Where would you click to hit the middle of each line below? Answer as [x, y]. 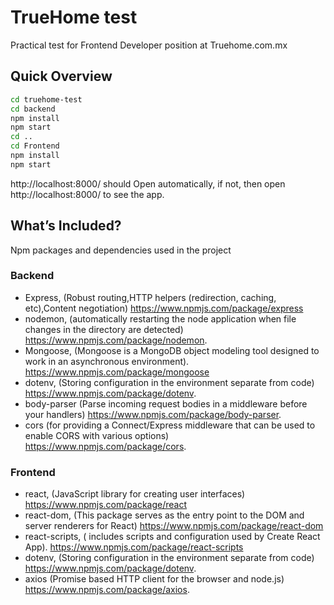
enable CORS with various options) [97, 435]
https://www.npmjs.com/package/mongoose [117, 372]
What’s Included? [66, 226]
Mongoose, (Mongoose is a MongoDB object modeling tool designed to [172, 350]
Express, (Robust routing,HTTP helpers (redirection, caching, [150, 297]
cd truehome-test [46, 99]
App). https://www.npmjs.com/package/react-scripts [134, 547]
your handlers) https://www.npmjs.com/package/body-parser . [153, 414]
